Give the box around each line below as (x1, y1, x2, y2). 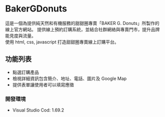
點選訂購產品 (12, 69, 39, 75)
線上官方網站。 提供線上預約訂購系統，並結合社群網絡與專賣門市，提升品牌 (5, 26, 160, 32)
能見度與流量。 (5, 32, 36, 38)
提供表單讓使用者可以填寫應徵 (12, 81, 74, 87)
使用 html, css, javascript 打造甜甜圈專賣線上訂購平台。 (5, 38, 119, 45)
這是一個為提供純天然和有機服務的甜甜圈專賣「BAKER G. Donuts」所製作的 (5, 20, 159, 26)
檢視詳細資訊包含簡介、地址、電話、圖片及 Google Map (12, 75, 127, 81)
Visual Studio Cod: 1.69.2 (12, 107, 64, 113)
